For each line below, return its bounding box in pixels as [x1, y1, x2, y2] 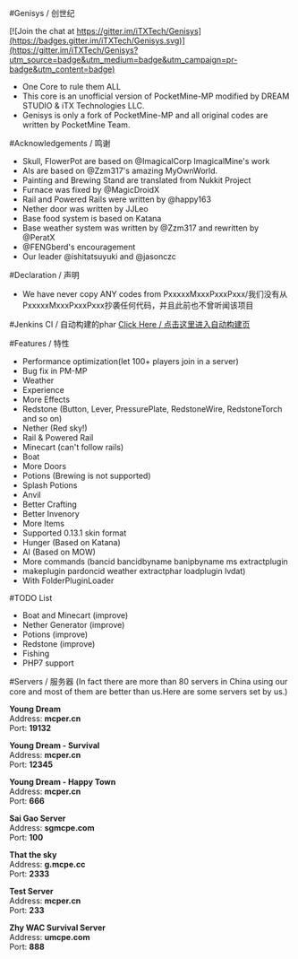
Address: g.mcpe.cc [9, 859, 86, 869]
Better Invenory [21, 509, 81, 519]
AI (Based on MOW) [21, 546, 97, 557]
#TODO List [9, 593, 53, 603]
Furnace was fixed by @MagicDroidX [21, 185, 159, 195]
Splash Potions [21, 480, 78, 491]
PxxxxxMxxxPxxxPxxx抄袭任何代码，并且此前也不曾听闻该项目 [21, 300, 254, 310]
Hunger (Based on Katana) [21, 537, 121, 547]
